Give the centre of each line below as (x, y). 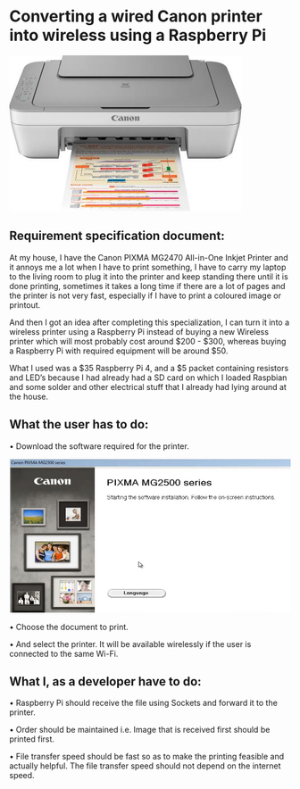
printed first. (32, 739)
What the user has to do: (79, 424)
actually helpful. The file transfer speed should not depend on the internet (145, 766)
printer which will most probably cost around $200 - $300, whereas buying (148, 341)
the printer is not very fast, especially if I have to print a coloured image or (145, 295)
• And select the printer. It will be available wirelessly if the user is (130, 644)
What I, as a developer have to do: (106, 681)
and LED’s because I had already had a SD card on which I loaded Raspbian (148, 378)
